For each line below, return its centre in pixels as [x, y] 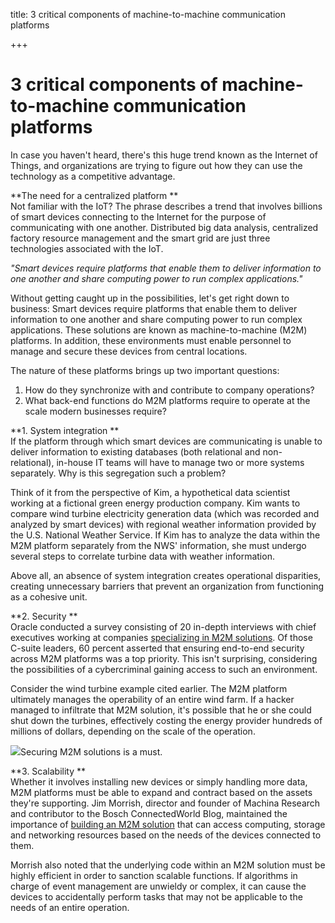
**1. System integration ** [65, 430]
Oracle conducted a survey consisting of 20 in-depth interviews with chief [163, 626]
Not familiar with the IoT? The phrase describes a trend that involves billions [166, 206]
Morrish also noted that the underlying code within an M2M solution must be [168, 865]
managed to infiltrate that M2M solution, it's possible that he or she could [161, 710]
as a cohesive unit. [49, 596]
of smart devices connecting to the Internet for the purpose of [138, 216]
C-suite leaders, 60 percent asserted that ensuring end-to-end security [157, 648]
